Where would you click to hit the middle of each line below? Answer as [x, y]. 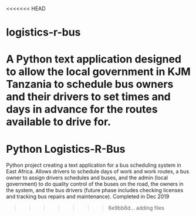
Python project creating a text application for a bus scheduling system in [94, 165]
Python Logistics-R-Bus [66, 149]
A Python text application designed [94, 59]
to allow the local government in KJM [98, 72]
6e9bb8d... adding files [136, 208]
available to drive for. [59, 122]
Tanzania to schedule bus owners [90, 84]
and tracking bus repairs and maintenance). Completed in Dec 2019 [88, 196]
